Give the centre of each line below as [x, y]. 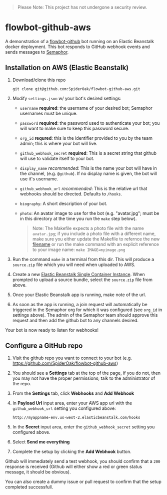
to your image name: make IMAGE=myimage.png [79, 250]
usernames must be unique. [48, 113]
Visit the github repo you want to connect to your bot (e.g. [72, 358]
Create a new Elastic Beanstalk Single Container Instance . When [78, 274]
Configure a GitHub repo [44, 346]
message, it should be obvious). [38, 472]
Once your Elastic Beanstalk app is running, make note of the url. [79, 295]
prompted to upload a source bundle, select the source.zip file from [82, 280]
